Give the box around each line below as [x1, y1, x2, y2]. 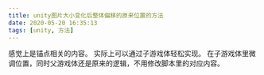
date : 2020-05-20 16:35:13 [8, 19, 98, 27]
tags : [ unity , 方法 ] [8, 26, 74, 34]
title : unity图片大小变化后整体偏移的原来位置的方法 [8, 11, 164, 20]
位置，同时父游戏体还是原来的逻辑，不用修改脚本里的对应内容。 [14, 58, 224, 68]
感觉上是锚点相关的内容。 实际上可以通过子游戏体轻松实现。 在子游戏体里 [8, 49, 249, 58]
